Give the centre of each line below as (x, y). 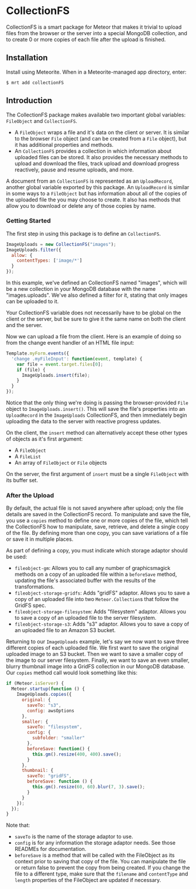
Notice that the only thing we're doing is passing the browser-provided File (97, 403)
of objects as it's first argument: (44, 439)
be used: (17, 557)
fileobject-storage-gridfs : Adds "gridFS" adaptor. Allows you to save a (102, 593)
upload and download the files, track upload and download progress (97, 163)
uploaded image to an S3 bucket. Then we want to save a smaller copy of (94, 654)
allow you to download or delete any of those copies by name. (81, 205)
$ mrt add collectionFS (35, 83)
